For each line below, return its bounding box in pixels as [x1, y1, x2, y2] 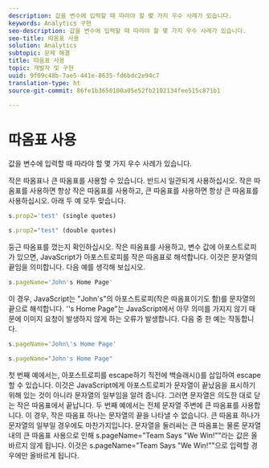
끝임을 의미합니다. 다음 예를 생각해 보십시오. [8, 262, 146, 272]
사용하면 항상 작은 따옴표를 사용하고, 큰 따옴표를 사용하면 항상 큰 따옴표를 [29, 186, 259, 195]
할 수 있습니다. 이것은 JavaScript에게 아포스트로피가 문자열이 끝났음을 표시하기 [8, 380, 256, 390]
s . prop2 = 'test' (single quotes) [8, 212, 116, 220]
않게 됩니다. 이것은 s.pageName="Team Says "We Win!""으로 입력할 [29, 440, 250, 450]
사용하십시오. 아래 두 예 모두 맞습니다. [8, 196, 126, 206]
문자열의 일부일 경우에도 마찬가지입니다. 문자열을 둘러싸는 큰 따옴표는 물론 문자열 [8, 420, 262, 430]
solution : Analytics [8, 42, 78, 50]
